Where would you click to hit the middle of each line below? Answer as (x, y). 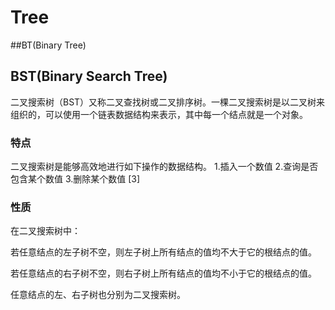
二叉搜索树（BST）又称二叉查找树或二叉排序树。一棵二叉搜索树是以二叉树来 (168, 102)
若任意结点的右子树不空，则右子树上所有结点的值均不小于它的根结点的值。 (163, 273)
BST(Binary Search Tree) (89, 76)
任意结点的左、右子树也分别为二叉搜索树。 (98, 295)
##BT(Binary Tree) (48, 45)
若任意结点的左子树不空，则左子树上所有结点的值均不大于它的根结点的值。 (163, 252)
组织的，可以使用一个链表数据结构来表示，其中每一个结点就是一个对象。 (159, 114)
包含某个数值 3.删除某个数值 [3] (75, 179)
